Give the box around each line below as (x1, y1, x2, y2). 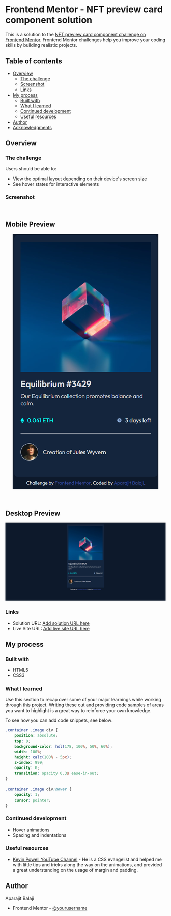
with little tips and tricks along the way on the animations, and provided (12, 861, 162, 868)
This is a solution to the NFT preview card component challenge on (5, 31, 146, 37)
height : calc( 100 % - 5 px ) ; (14, 754, 72, 760)
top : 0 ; (14, 738, 31, 744)
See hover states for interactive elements (12, 181, 99, 187)
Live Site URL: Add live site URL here (12, 626, 90, 632)
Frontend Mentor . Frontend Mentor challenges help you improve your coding (5, 37, 166, 43)
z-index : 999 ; (14, 760, 44, 765)
